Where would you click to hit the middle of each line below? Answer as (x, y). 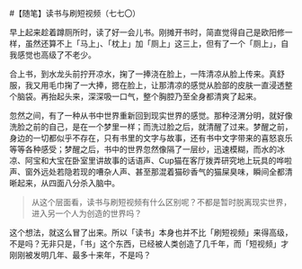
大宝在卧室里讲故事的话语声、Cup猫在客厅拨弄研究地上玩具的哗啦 (170, 161)
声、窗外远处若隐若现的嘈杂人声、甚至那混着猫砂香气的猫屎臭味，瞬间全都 (147, 172)
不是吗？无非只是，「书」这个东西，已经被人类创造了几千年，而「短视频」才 (149, 244)
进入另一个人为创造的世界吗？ (86, 213)
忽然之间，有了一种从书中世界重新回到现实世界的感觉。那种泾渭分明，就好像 (151, 116)
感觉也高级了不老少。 (56, 55)
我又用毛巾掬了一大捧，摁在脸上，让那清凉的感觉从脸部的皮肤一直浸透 (155, 85)
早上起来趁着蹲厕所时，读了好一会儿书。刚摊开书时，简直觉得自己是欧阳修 (147, 32)
